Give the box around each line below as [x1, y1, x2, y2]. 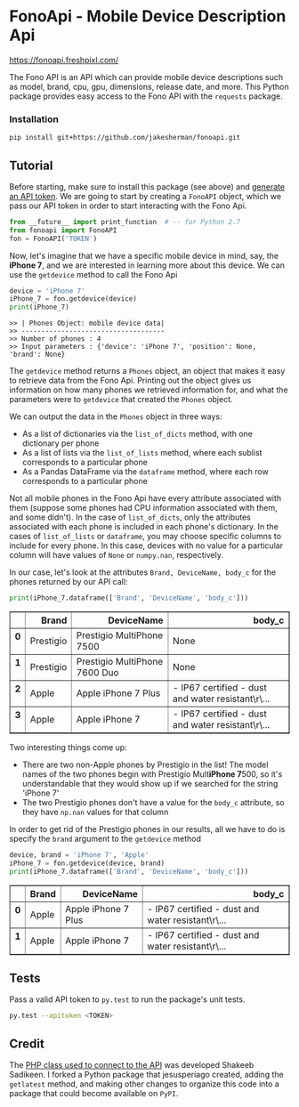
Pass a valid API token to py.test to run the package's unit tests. [9, 994, 246, 1005]
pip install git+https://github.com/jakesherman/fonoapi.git [9, 133, 241, 142]
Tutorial [9, 158, 53, 173]
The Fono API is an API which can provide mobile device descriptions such [9, 71, 284, 82]
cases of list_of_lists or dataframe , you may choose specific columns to [9, 531, 282, 542]
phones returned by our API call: [9, 577, 128, 587]
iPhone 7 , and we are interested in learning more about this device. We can [9, 260, 285, 271]
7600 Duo [76, 667, 119, 679]
